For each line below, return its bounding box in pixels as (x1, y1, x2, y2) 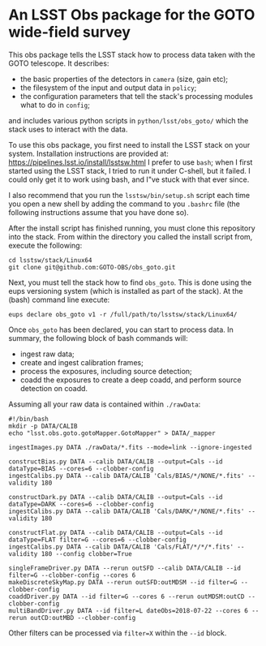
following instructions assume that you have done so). (8, 207, 189, 217)
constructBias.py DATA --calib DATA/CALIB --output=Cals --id (8, 457, 223, 466)
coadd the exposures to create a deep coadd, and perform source (19, 375, 242, 385)
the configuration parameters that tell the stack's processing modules (19, 91, 254, 101)
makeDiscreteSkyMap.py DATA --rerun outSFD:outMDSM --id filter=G (8, 578, 238, 586)
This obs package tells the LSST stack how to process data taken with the (8, 50, 255, 59)
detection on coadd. (19, 383, 88, 393)
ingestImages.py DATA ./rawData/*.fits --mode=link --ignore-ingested (8, 443, 252, 451)
